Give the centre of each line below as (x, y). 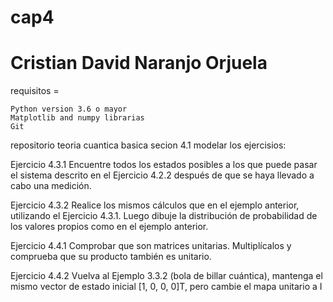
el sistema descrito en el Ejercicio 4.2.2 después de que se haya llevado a (162, 175)
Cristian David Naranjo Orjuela (139, 63)
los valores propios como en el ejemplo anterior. (109, 227)
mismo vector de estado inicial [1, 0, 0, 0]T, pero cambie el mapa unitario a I (166, 287)
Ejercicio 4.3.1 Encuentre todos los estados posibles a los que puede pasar (164, 165)
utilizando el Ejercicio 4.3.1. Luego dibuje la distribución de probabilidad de (164, 216)
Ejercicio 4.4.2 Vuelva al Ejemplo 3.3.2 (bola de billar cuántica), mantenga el (166, 276)
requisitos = (35, 91)
